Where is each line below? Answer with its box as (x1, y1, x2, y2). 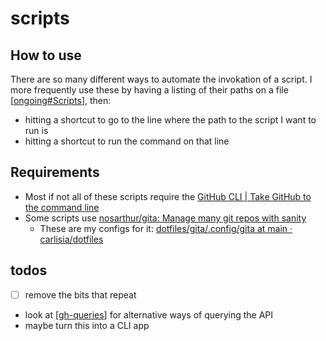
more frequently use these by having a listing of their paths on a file (10, 84, 289, 96)
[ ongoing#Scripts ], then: (10, 95, 112, 106)
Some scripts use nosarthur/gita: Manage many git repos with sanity (24, 212, 307, 224)
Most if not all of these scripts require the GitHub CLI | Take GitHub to (24, 190, 312, 202)
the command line (24, 201, 100, 213)
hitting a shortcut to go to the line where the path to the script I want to (24, 114, 317, 126)
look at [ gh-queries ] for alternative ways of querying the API (24, 308, 274, 321)
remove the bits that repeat (24, 288, 137, 301)
